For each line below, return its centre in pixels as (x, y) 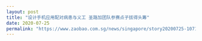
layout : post (23, 12)
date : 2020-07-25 (28, 23)
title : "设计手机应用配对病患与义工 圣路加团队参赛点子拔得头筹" (78, 17)
